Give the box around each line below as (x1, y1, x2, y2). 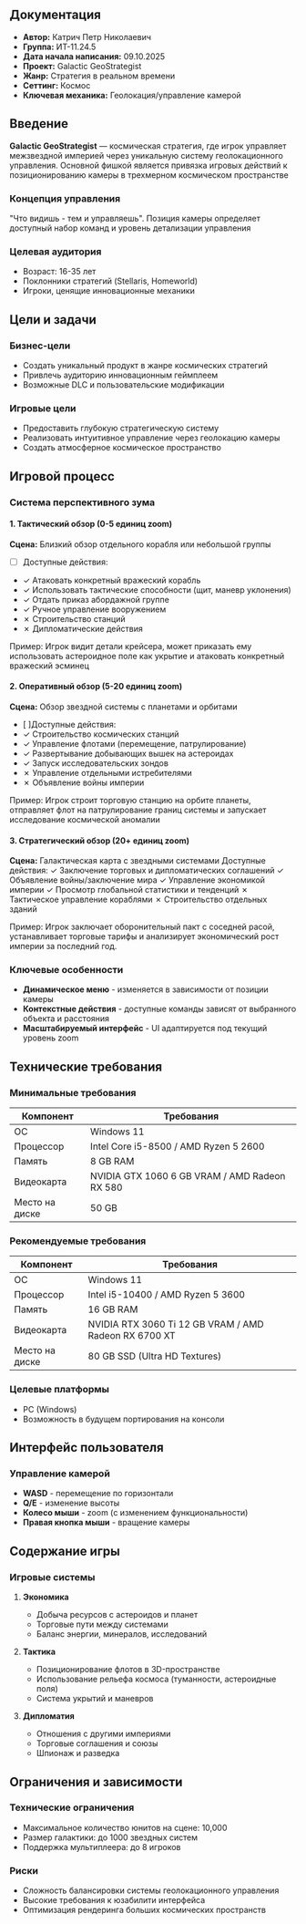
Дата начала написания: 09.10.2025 (22, 50, 166, 62)
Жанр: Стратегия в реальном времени (22, 70, 176, 81)
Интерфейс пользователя (9, 1440, 164, 1455)
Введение (9, 116, 69, 131)
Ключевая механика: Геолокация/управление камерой (22, 89, 241, 100)
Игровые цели (9, 401, 76, 414)
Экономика (22, 1591, 70, 1603)
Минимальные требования (9, 1086, 137, 1099)
